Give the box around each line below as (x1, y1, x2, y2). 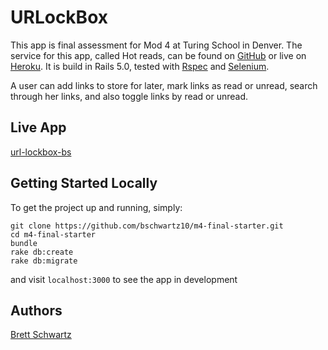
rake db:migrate (10, 256, 78, 266)
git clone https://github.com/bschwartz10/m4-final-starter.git (10, 221, 284, 231)
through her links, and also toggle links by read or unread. (10, 90, 249, 102)
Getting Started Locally (10, 175, 158, 192)
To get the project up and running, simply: (10, 201, 183, 213)
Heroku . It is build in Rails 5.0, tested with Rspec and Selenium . (10, 60, 270, 72)
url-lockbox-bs (10, 146, 72, 158)
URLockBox (10, 6, 108, 29)
